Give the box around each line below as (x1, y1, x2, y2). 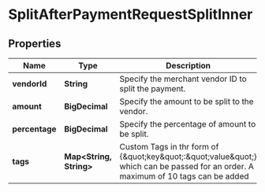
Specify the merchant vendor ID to (119, 73, 247, 84)
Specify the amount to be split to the (119, 96, 254, 107)
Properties (8, 37, 62, 50)
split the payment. (119, 83, 186, 94)
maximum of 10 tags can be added (119, 171, 250, 182)
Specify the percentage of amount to (119, 119, 256, 129)
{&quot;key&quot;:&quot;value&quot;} (119, 151, 258, 162)
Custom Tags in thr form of (119, 142, 219, 152)
